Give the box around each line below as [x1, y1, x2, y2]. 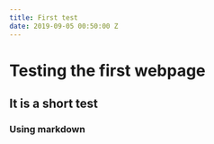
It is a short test [9, 96, 99, 112]
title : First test [9, 13, 78, 22]
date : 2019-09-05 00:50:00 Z [9, 22, 119, 31]
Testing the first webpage [9, 60, 206, 81]
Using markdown [9, 123, 85, 135]
